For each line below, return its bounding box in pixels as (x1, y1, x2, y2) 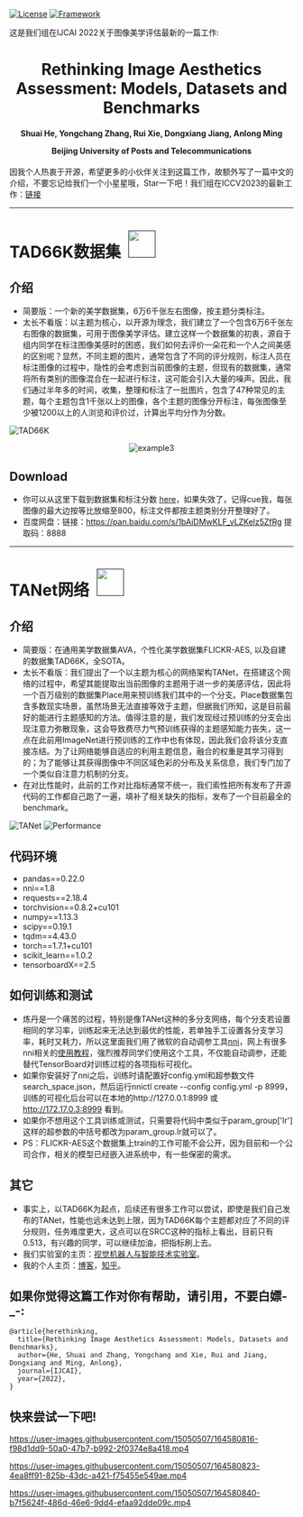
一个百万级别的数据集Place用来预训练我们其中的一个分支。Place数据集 (22, 690, 286, 701)
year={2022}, (17, 1374, 67, 1384)
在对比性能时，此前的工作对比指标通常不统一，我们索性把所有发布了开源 (22, 780, 291, 791)
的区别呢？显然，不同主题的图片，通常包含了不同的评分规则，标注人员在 (22, 351, 291, 362)
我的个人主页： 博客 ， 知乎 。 (22, 1259, 126, 1271)
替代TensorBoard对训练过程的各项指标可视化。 (22, 1058, 197, 1069)
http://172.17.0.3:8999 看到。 (22, 1103, 128, 1114)
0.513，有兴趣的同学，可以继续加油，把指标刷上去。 (22, 1237, 216, 1248)
